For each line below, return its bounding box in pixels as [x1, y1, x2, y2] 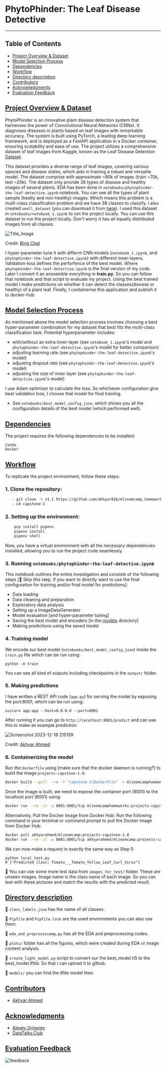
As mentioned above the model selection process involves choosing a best [5, 319, 158, 325]
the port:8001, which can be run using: [5, 698, 84, 704]
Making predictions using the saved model [12, 623, 99, 629]
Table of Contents [5, 40, 62, 48]
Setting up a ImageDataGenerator [12, 607, 81, 613]
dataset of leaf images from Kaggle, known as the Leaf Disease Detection [5, 148, 155, 154]
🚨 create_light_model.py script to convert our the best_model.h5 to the [5, 955, 151, 961]
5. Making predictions [5, 682, 59, 689]
